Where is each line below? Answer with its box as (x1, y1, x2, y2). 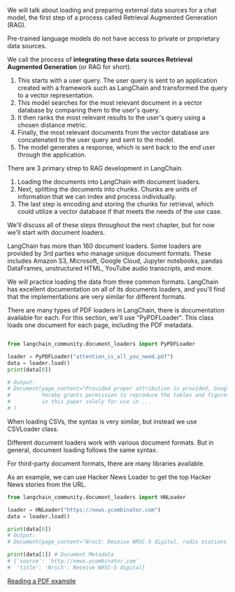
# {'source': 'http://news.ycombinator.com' (7, 558, 139, 565)
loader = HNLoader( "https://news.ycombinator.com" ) (7, 506, 161, 513)
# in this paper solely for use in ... (7, 398, 152, 405)
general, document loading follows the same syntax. (7, 445, 158, 454)
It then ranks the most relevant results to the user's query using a (17, 113, 206, 122)
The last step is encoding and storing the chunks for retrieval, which (17, 200, 214, 208)
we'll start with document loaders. (7, 229, 106, 236)
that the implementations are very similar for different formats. (7, 293, 187, 301)
